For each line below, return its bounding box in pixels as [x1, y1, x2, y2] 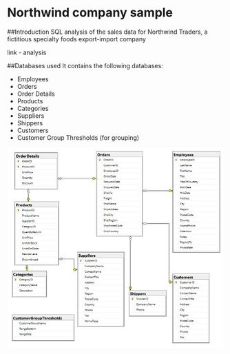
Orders [17, 82, 37, 90]
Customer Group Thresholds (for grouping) [17, 133, 140, 142]
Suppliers [17, 112, 45, 120]
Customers [17, 126, 49, 134]
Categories [17, 104, 49, 112]
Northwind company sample [7, 5, 174, 21]
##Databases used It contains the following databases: [7, 61, 163, 70]
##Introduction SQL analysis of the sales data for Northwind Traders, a [7, 28, 208, 36]
